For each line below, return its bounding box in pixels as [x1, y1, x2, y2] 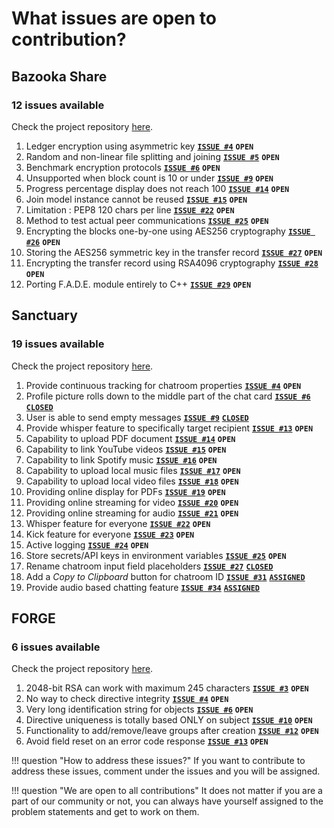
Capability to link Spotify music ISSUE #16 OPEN [25, 453, 218, 466]
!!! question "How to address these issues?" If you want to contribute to [11, 755, 306, 767]
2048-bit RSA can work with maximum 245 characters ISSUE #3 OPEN [25, 682, 309, 694]
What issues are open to [11, 7, 218, 30]
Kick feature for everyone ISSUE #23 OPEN [25, 528, 195, 540]
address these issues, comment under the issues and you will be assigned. [11, 765, 321, 777]
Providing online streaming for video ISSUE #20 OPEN [25, 496, 239, 508]
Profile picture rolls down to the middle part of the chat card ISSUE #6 [25, 390, 311, 402]
